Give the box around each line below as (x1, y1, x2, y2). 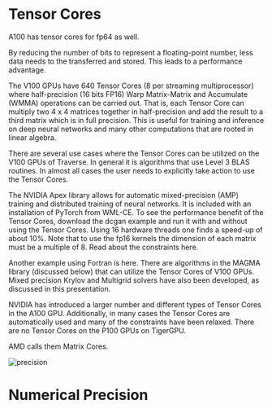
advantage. (8, 64, 46, 74)
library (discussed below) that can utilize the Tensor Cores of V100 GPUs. (8, 266, 254, 276)
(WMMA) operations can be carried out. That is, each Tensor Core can (8, 98, 245, 108)
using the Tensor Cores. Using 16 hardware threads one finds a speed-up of (8, 225, 263, 235)
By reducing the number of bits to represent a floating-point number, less (8, 47, 253, 57)
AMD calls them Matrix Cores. (8, 341, 109, 351)
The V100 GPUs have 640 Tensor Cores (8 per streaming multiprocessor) (8, 81, 254, 90)
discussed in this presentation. (8, 284, 111, 293)
